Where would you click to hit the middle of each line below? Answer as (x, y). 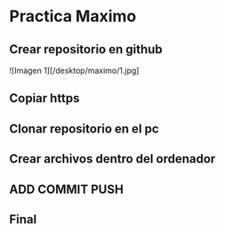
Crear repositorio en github (86, 49)
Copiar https (44, 98)
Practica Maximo (73, 16)
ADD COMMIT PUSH (67, 189)
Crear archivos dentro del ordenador (112, 159)
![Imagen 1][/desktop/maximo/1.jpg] (74, 70)
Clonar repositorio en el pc (84, 129)
